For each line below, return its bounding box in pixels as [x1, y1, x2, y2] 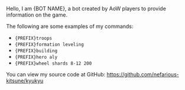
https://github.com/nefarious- [106, 71, 179, 78]
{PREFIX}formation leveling [14, 41, 84, 47]
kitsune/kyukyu [6, 77, 44, 84]
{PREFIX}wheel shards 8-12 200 [14, 60, 92, 66]
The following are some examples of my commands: [6, 23, 134, 30]
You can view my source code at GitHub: [6, 71, 106, 78]
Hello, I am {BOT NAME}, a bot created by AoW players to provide [6, 5, 167, 12]
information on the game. [6, 11, 68, 18]
